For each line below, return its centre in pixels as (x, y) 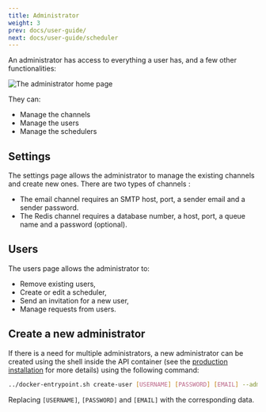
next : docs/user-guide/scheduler (63, 38)
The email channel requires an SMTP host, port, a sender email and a (132, 200)
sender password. (49, 208)
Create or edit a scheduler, (63, 292)
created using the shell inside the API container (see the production (118, 361)
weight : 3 (25, 23)
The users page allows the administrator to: (79, 268)
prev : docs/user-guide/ (47, 30)
